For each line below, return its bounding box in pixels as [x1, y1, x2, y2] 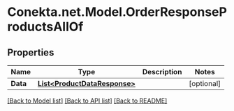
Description [142, 67, 182, 76]
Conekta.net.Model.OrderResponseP [7, 4, 227, 20]
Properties [7, 46, 54, 58]
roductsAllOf [7, 19, 84, 35]
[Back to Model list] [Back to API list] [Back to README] [7, 96, 168, 105]
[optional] [188, 79, 221, 88]
